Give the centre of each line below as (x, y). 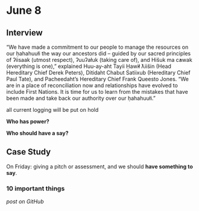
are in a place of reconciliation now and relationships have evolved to (92, 85)
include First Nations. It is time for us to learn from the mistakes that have (97, 92)
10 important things (36, 188)
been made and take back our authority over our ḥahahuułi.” (81, 98)
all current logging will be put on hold (52, 110)
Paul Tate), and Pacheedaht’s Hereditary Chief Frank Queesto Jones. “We (97, 79)
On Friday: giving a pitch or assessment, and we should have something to (99, 167)
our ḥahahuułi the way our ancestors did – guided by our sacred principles (99, 54)
